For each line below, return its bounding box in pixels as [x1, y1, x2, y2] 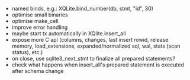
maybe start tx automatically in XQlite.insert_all [11, 30, 126, 37]
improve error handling [11, 24, 68, 31]
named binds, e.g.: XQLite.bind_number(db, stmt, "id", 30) [11, 5, 154, 12]
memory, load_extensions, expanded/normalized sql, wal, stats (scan [11, 42, 181, 49]
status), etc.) [11, 49, 43, 55]
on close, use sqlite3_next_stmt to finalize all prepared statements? [11, 55, 176, 62]
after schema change [11, 68, 64, 74]
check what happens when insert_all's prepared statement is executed [11, 61, 185, 68]
